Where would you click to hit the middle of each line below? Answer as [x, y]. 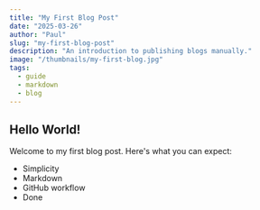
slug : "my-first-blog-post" [62, 43]
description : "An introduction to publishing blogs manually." [131, 51]
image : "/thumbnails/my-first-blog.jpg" [87, 59]
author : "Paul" [38, 34]
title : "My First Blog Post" [64, 18]
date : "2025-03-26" [46, 26]
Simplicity [41, 169]
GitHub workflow [54, 188]
